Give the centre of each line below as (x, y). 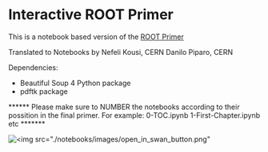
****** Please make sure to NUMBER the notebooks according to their (124, 107)
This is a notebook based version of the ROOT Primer (96, 37)
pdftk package (44, 91)
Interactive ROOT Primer (91, 15)
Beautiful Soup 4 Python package (75, 83)
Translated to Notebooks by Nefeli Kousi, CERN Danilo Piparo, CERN (121, 52)
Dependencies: (33, 67)
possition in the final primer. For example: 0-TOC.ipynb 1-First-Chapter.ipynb (134, 115)
